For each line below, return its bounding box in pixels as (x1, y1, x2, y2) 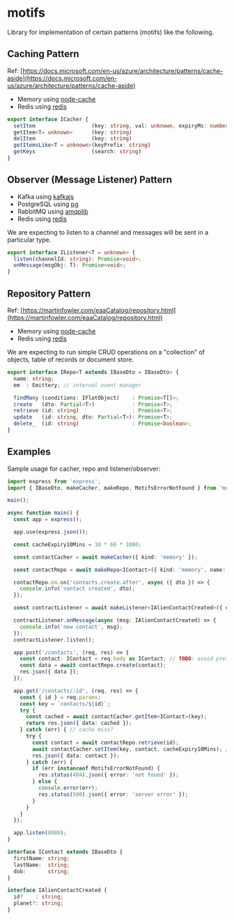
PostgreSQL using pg (17, 200, 79, 208)
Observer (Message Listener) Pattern (7, 174, 173, 186)
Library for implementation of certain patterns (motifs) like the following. (7, 28, 214, 36)
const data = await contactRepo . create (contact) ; (19, 662, 167, 669)
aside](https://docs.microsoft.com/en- (7, 74, 118, 82)
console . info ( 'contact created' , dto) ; (19, 585, 136, 593)
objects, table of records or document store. (7, 355, 134, 364)
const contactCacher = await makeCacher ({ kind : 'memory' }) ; (13, 554, 198, 561)
